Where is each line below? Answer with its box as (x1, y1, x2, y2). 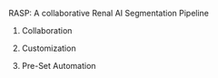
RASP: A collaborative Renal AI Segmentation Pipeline (8, 8, 210, 18)
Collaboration (21, 25, 73, 35)
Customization (21, 43, 76, 54)
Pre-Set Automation (21, 61, 96, 71)
